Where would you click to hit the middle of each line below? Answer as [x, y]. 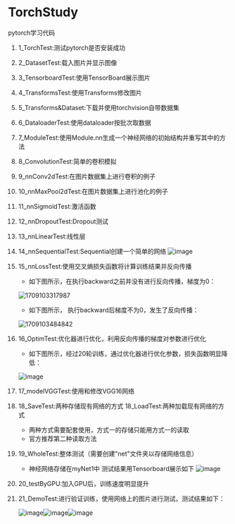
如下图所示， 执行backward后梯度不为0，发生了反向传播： [114, 310]
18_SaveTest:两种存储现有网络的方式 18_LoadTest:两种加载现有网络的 [118, 406]
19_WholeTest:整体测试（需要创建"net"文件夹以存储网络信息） [108, 453]
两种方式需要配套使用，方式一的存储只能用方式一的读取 [109, 429]
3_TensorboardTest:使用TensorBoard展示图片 [84, 78]
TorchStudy [43, 12]
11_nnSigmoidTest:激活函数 [57, 206]
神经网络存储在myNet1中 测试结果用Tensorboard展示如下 [111, 468]
